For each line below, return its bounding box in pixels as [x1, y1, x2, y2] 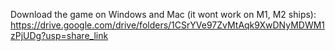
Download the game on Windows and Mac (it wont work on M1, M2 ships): [10, 9, 317, 20]
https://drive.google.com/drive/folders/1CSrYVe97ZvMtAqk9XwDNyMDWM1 [10, 19, 326, 31]
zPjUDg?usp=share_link [10, 30, 109, 41]
